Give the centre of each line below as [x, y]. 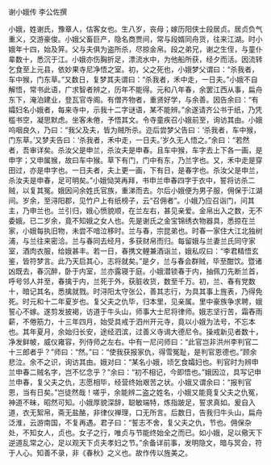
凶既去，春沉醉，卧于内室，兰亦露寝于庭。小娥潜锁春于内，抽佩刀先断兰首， [135, 271]
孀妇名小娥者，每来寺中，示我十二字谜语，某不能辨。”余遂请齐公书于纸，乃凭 [135, 110]
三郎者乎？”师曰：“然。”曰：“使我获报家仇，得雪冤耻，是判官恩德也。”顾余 [136, 352]
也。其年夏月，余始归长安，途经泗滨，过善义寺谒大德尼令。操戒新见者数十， [135, 332]
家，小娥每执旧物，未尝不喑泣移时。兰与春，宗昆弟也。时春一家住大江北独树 [135, 231]
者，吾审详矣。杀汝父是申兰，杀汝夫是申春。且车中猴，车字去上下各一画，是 [135, 150]
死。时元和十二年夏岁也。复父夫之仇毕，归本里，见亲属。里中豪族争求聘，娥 [135, 302]
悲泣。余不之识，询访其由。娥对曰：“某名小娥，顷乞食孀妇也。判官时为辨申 [134, 362]
